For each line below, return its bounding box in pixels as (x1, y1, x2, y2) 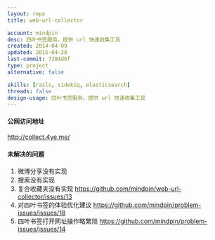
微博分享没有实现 (17, 166, 67, 175)
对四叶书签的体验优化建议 (17, 201, 92, 209)
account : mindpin (7, 29, 58, 36)
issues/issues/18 (17, 208, 66, 217)
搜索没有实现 (17, 175, 55, 184)
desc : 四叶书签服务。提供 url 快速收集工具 (7, 36, 121, 43)
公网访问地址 (7, 116, 44, 125)
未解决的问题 (7, 150, 44, 159)
